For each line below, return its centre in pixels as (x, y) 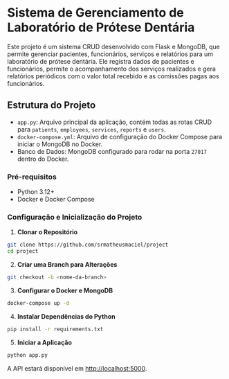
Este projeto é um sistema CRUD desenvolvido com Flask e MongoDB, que (113, 46)
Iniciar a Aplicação (45, 342)
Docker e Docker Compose (56, 200)
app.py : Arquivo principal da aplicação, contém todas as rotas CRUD (114, 122)
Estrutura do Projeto (52, 105)
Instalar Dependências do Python (66, 316)
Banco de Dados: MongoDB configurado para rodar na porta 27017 (112, 151)
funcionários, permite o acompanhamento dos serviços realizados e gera (112, 69)
